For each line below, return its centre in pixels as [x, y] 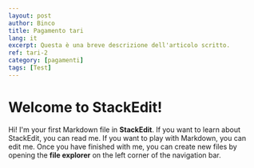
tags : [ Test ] [30, 68]
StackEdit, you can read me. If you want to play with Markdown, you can [127, 138]
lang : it [23, 38]
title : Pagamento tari [46, 30]
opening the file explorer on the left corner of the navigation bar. [115, 155]
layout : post [30, 16]
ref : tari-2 [28, 53]
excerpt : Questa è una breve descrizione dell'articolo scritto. [119, 46]
